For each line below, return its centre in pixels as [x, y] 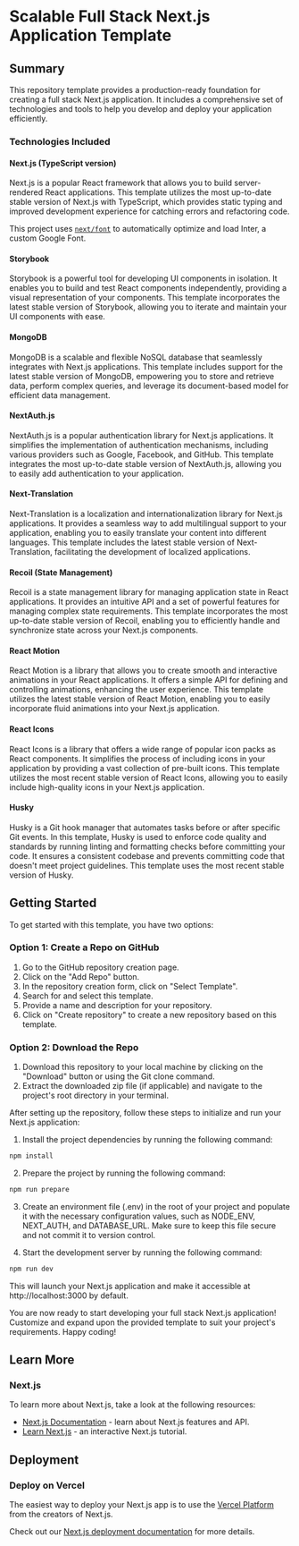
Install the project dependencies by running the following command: [147, 1140]
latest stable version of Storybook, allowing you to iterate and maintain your [148, 307]
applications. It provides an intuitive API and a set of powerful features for [145, 602]
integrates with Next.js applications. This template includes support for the [146, 366]
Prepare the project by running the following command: [124, 1173]
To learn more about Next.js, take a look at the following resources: [133, 1405]
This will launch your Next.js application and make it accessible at [130, 1286]
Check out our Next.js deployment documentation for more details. [132, 1532]
